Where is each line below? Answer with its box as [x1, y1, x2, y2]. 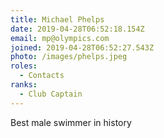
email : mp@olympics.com [10, 33, 110, 43]
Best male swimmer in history [10, 116, 132, 128]
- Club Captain [19, 89, 83, 99]
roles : [10, 61, 38, 71]
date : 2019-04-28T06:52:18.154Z [10, 24, 145, 34]
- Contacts [19, 71, 65, 81]
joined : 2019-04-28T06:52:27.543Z [10, 42, 155, 53]
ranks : [10, 80, 38, 90]
